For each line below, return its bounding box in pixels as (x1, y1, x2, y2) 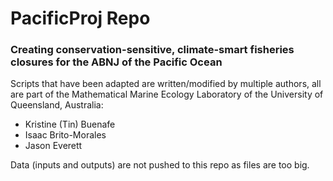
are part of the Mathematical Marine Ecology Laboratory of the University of (10, 88, 324, 101)
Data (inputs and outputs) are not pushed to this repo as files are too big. (10, 159, 310, 171)
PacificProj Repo (10, 7, 151, 30)
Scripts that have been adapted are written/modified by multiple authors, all (10, 78, 322, 90)
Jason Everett (24, 140, 83, 152)
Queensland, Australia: (10, 99, 104, 111)
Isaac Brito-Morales (24, 129, 107, 141)
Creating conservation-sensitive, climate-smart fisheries (10, 43, 295, 57)
